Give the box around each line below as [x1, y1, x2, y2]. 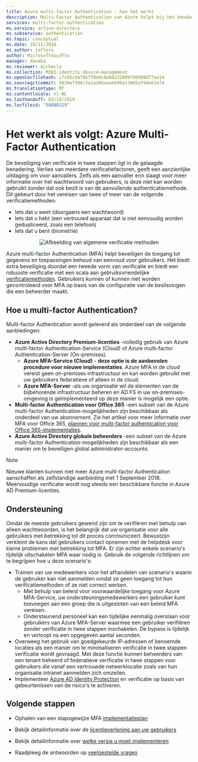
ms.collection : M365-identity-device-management [6, 69, 128, 75]
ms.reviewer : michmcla [6, 63, 62, 70]
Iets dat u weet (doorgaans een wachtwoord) [14, 209, 124, 216]
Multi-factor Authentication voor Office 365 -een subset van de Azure [14, 401, 189, 408]
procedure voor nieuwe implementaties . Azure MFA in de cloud [23, 364, 180, 371]
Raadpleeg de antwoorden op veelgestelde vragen [14, 748, 138, 756]
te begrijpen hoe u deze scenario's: [6, 558, 93, 565]
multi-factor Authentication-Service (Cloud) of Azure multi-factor [14, 345, 173, 352]
